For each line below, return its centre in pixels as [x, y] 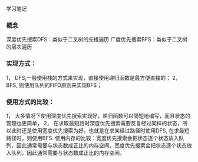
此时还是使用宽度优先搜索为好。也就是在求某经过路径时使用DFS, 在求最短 [100, 130]
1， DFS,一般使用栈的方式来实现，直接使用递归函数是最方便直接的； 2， [93, 77]
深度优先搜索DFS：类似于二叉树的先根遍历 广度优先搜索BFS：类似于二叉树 [97, 40]
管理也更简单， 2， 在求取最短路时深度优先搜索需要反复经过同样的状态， [94, 123]
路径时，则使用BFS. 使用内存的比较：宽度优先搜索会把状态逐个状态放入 [93, 138]
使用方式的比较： [30, 102]
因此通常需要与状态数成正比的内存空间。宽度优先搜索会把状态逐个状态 [101, 145]
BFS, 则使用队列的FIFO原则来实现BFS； [54, 85]
